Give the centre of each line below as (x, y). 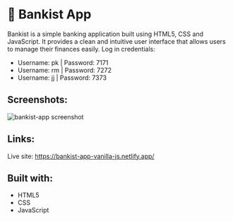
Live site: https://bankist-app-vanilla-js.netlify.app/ (81, 156)
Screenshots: (38, 100)
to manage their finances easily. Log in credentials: (81, 49)
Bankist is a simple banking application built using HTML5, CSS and (105, 34)
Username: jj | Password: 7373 (62, 78)
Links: (21, 139)
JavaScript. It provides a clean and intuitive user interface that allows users (116, 41)
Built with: (30, 178)
